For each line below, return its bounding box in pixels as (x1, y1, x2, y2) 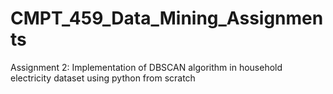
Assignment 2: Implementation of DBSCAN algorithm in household (10, 61, 283, 73)
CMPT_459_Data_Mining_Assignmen (10, 7, 324, 30)
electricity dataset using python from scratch (10, 72, 196, 84)
